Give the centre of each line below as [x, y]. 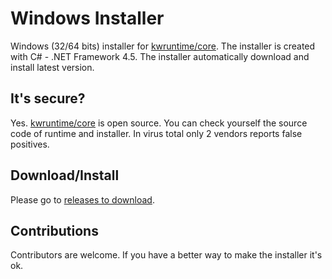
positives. [30, 144]
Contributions [54, 230]
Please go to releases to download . [82, 199]
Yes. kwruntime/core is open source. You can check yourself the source [159, 123]
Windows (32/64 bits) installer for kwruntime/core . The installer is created [163, 46]
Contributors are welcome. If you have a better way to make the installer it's [166, 255]
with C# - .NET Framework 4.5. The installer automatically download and [160, 56]
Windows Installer [87, 18]
